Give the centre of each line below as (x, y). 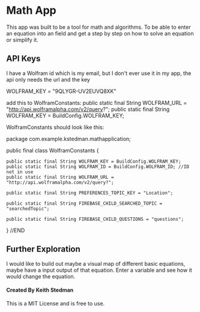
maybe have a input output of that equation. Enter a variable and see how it (99, 270)
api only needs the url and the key (48, 79)
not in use (20, 172)
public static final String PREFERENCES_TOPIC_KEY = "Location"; (89, 193)
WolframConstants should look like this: (55, 127)
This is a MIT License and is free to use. (56, 303)
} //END (16, 230)
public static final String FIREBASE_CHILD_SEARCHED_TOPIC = (84, 203)
